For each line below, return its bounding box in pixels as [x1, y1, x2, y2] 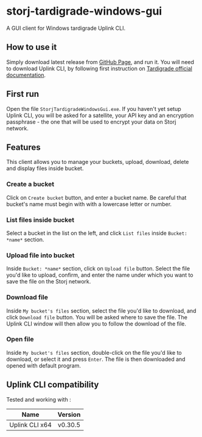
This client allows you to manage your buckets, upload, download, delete [6, 158, 189, 166]
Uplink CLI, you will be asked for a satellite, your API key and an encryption [6, 112, 194, 119]
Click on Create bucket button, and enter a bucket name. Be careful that [6, 194, 187, 201]
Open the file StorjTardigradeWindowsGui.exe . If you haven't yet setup [6, 105, 181, 112]
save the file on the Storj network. [6, 278, 91, 285]
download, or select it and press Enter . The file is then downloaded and [6, 355, 186, 363]
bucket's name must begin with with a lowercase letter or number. [6, 200, 172, 208]
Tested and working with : [6, 396, 71, 403]
